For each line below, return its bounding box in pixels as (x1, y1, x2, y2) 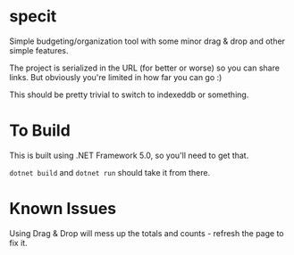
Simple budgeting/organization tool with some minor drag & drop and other (9, 36, 286, 46)
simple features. (9, 45, 69, 55)
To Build (9, 120, 71, 141)
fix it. (9, 237, 29, 248)
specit (9, 6, 57, 27)
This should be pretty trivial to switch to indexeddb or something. (9, 89, 249, 100)
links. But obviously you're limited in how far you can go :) (9, 71, 223, 82)
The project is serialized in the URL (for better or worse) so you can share (9, 62, 280, 73)
